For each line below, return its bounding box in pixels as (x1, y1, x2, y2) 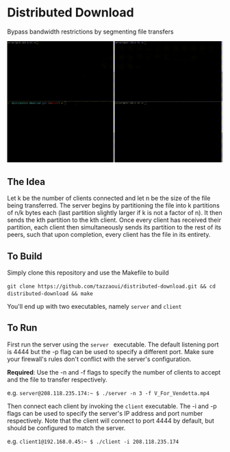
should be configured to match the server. (7, 423, 126, 432)
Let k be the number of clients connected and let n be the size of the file (7, 194, 211, 203)
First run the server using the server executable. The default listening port (7, 340, 219, 349)
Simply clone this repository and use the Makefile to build (7, 268, 169, 277)
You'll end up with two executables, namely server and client (7, 303, 182, 311)
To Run (7, 322, 38, 334)
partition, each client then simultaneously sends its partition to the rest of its (7, 223, 222, 231)
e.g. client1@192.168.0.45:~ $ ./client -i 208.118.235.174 (7, 437, 179, 445)
